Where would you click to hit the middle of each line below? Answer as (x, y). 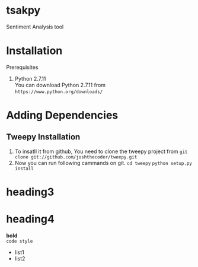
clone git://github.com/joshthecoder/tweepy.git (76, 157)
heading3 (30, 192)
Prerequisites (22, 67)
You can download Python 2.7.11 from (60, 85)
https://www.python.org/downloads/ (59, 92)
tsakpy (23, 10)
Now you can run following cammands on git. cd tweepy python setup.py (103, 163)
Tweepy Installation (43, 137)
